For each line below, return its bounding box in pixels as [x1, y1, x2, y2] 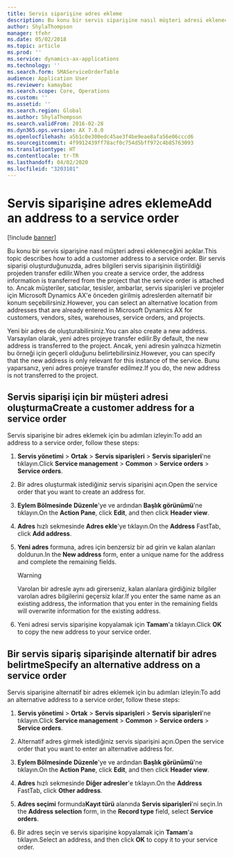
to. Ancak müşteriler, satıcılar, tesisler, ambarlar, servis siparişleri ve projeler [7, 283, 224, 292]
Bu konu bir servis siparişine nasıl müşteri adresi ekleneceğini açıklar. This [7, 246, 217, 255]
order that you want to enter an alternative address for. [17, 745, 174, 753]
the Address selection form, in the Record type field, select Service [17, 808, 214, 816]
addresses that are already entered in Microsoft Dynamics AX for [7, 305, 193, 314]
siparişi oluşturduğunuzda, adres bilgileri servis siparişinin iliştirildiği [7, 262, 202, 270]
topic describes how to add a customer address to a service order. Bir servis [7, 254, 226, 262]
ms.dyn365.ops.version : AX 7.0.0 [7, 127, 104, 134]
